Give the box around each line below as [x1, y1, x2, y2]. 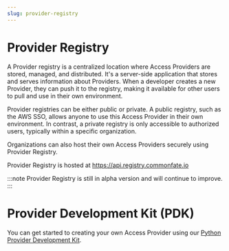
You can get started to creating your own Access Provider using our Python [7, 228, 221, 237]
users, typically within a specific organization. [7, 127, 137, 135]
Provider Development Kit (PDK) [7, 206, 195, 221]
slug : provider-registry [7, 10, 78, 17]
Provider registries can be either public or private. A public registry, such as [7, 105, 221, 113]
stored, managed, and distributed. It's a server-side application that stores [7, 69, 218, 78]
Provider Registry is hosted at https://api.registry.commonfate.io [7, 161, 189, 169]
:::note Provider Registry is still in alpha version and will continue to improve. [7, 174, 223, 182]
